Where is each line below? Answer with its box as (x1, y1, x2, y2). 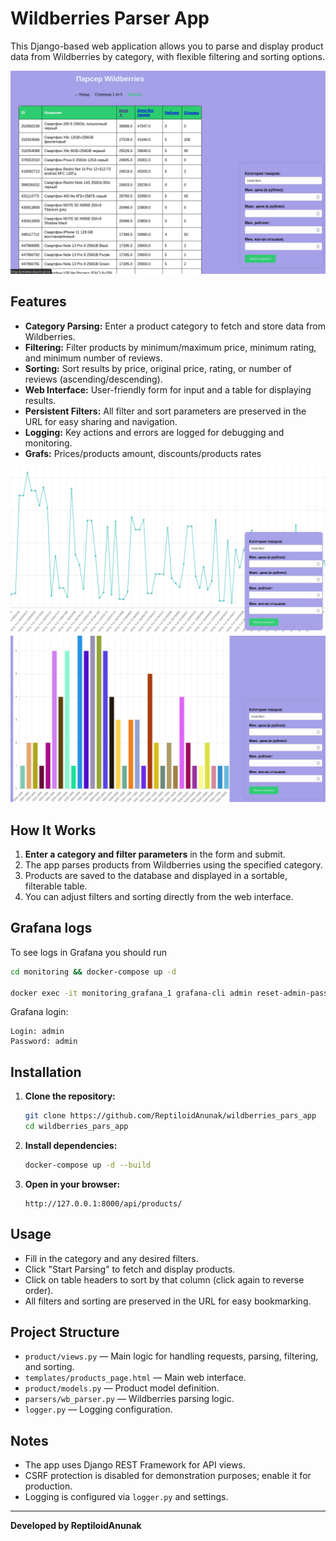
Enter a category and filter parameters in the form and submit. (24, 848, 286, 860)
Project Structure (10, 1324, 120, 1341)
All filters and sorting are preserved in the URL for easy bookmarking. (24, 1295, 312, 1307)
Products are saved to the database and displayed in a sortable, (24, 869, 288, 881)
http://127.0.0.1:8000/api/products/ (24, 1198, 183, 1209)
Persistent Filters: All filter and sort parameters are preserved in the (24, 405, 307, 417)
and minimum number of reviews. (24, 352, 163, 364)
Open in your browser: (24, 1178, 121, 1190)
